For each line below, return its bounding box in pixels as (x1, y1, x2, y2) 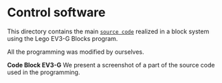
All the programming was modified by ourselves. (7, 48, 144, 56)
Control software (7, 5, 106, 20)
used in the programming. (7, 68, 80, 76)
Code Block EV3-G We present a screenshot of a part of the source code (7, 61, 215, 69)
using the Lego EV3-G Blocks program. (7, 34, 118, 42)
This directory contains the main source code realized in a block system (7, 27, 210, 35)
